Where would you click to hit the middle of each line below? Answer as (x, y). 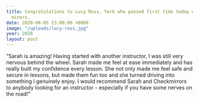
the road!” (18, 94)
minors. (21, 17)
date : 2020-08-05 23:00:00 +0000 (47, 23)
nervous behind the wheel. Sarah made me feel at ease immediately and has (99, 62)
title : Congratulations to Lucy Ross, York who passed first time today (98, 12)
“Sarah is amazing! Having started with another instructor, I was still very (95, 56)
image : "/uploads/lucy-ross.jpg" (47, 28)
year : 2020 (20, 34)
